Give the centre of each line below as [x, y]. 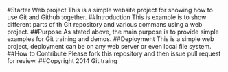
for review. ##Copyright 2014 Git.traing [62, 61]
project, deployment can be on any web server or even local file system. [109, 46]
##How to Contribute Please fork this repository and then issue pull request [114, 53]
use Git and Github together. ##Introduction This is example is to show [107, 17]
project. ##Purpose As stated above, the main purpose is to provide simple [113, 32]
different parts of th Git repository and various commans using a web [105, 24]
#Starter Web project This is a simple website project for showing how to [110, 10]
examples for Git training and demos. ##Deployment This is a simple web [111, 39]
